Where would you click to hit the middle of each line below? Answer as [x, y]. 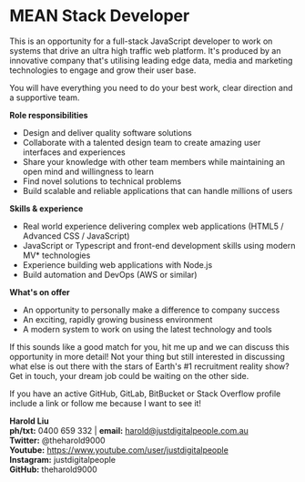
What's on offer [40, 292]
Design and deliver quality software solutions [107, 132]
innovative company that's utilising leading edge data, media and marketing [151, 60]
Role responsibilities [49, 115]
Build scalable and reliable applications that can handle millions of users [158, 190]
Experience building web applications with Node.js [117, 264]
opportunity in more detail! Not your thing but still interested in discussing [147, 356]
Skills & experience [46, 208]
